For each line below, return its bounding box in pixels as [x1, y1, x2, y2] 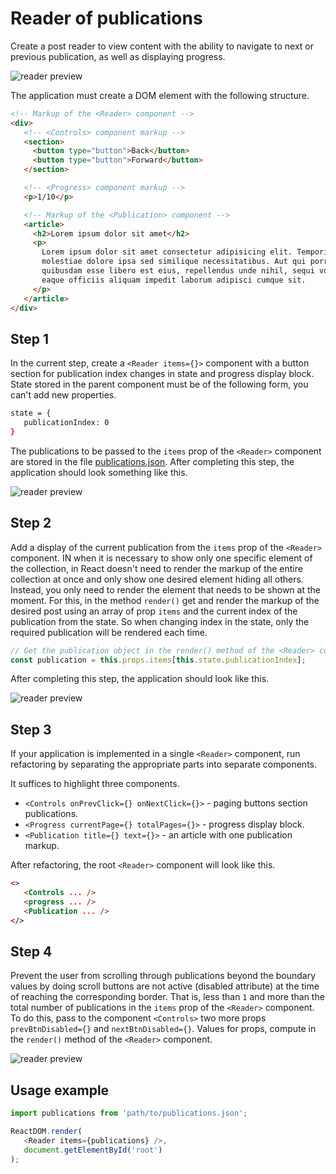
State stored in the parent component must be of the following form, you [10, 378, 309, 391]
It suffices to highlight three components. [10, 778, 180, 790]
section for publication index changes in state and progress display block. [10, 368, 315, 380]
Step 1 [10, 330, 50, 347]
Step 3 [10, 721, 52, 738]
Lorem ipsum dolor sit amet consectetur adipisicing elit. [41, 247, 293, 257]
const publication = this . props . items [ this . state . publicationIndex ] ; [10, 655, 307, 665]
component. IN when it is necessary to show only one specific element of [10, 552, 313, 564]
